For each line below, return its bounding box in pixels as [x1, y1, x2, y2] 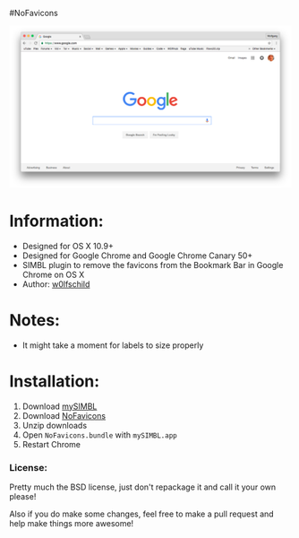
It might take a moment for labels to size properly [21, 340, 204, 351]
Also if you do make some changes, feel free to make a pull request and [9, 508, 275, 519]
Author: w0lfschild [21, 278, 90, 290]
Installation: [9, 371, 100, 391]
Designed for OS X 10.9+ [21, 240, 114, 251]
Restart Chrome [21, 438, 81, 449]
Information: [9, 211, 105, 231]
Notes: [9, 310, 61, 331]
